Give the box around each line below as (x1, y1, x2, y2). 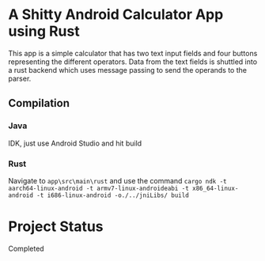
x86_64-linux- (192, 184, 239, 192)
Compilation (8, 96, 70, 110)
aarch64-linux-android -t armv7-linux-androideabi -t (8, 184, 190, 192)
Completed (8, 244, 45, 253)
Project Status (8, 217, 104, 236)
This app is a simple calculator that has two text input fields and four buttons (8, 48, 258, 58)
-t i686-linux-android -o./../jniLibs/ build (36, 191, 190, 199)
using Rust (8, 22, 81, 40)
